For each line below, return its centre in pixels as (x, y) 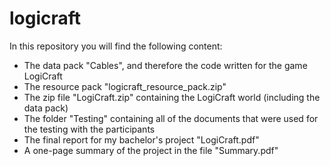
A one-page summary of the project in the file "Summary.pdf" (151, 150)
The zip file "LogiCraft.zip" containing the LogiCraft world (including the (172, 97)
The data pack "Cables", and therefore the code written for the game (165, 65)
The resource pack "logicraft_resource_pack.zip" (125, 86)
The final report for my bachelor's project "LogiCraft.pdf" (141, 139)
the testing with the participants (89, 129)
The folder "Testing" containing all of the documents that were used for (171, 118)
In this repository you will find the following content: (116, 46)
